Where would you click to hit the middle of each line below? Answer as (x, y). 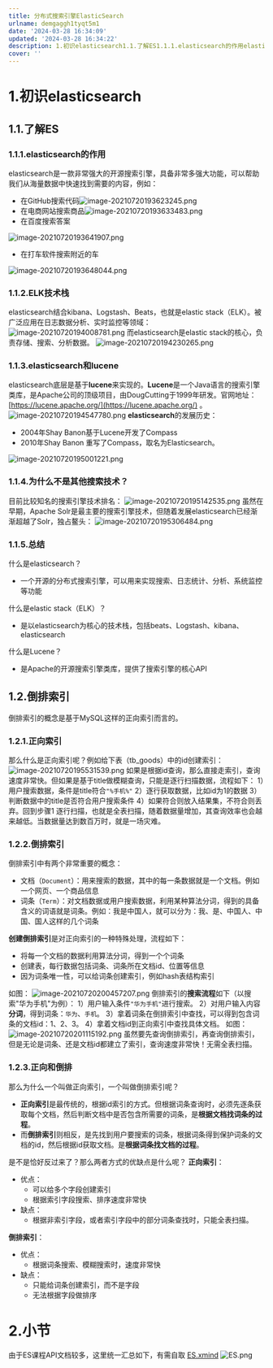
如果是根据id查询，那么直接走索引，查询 (193, 771)
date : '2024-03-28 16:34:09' (58, 31)
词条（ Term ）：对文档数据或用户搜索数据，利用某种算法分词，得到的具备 (140, 901)
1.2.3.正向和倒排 (41, 1067)
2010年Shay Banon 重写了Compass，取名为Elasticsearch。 (119, 443)
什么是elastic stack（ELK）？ (58, 608)
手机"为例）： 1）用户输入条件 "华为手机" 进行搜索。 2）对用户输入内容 (147, 1004)
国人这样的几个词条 (67, 921)
